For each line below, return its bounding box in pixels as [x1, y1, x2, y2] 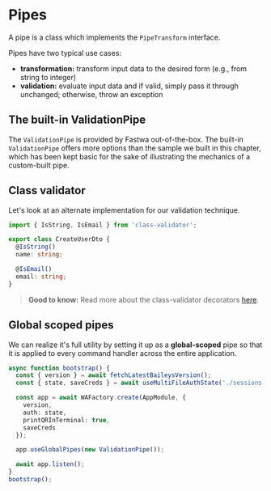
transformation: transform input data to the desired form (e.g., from [19, 63, 248, 74]
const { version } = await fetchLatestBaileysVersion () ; [15, 371, 212, 379]
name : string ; [15, 251, 63, 259]
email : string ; [15, 273, 67, 281]
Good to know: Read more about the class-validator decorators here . [28, 294, 259, 304]
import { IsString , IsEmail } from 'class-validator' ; [8, 221, 197, 229]
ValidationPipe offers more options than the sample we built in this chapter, [8, 143, 261, 153]
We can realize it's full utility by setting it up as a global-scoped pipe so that [8, 340, 263, 349]
